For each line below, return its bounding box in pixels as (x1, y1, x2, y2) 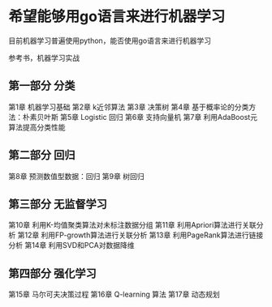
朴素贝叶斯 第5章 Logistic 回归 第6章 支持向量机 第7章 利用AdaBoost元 (22, 112, 258, 122)
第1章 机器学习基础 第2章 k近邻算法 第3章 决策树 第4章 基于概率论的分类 (8, 102, 249, 112)
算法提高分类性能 (8, 122, 66, 132)
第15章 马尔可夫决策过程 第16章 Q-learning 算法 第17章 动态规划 (8, 289, 221, 300)
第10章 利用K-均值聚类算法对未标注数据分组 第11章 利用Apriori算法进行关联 (8, 220, 257, 230)
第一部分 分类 (8, 79, 76, 93)
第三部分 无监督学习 (8, 197, 107, 211)
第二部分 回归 (8, 148, 76, 162)
